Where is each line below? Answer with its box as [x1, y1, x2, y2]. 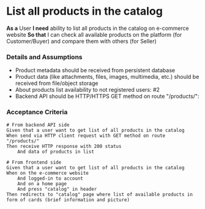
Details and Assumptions [6, 53, 83, 61]
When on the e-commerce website [6, 170, 89, 176]
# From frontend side [6, 159, 62, 166]
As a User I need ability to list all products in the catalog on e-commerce [6, 24, 189, 32]
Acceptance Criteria [6, 108, 68, 117]
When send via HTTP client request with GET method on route [6, 133, 166, 139]
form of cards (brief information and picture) [6, 197, 130, 203]
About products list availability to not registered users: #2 [15, 86, 160, 94]
